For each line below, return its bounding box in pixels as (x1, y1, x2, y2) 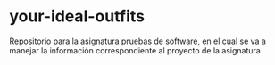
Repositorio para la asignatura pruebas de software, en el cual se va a (9, 36, 266, 46)
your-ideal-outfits (9, 6, 146, 27)
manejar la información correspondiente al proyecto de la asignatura (9, 45, 261, 55)
